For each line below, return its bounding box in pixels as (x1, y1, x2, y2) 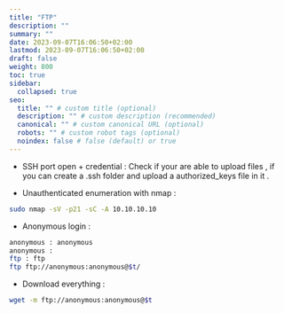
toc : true (9, 71, 46, 80)
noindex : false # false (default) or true (17, 137, 177, 145)
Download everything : (21, 278, 106, 289)
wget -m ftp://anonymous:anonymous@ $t (9, 296, 153, 305)
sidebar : (9, 79, 42, 88)
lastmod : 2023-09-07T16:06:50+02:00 (9, 46, 145, 55)
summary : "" (9, 29, 53, 38)
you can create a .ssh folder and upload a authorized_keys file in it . (21, 170, 270, 181)
